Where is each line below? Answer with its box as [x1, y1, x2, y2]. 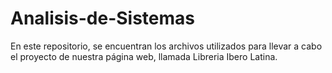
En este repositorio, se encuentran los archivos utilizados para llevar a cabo [10, 40, 323, 52]
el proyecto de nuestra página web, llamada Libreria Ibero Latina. [10, 50, 278, 62]
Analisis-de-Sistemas [10, 7, 195, 30]
